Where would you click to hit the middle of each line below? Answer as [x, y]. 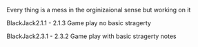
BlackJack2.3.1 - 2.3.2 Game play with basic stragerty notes [91, 36]
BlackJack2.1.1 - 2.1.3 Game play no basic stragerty [79, 23]
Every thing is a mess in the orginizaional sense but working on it [99, 10]
